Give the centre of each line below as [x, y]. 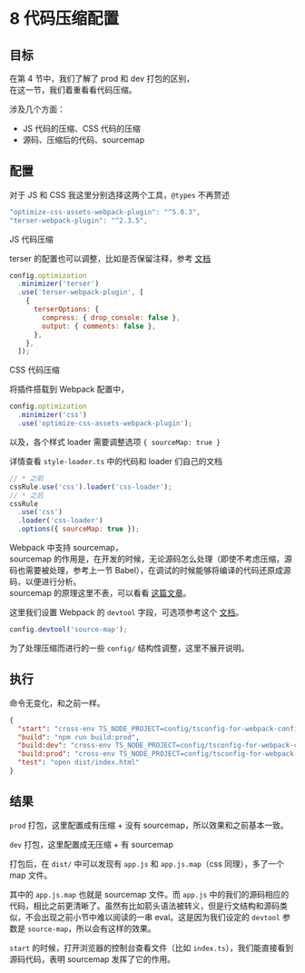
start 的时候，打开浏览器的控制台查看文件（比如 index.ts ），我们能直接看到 [151, 948]
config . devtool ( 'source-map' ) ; [69, 630]
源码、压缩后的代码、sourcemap [84, 140]
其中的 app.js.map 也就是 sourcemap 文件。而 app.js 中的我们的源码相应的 [149, 894]
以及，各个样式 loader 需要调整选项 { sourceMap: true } [115, 442]
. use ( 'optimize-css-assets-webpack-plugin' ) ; [105, 423]
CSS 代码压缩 [35, 370]
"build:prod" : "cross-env [67, 754]
